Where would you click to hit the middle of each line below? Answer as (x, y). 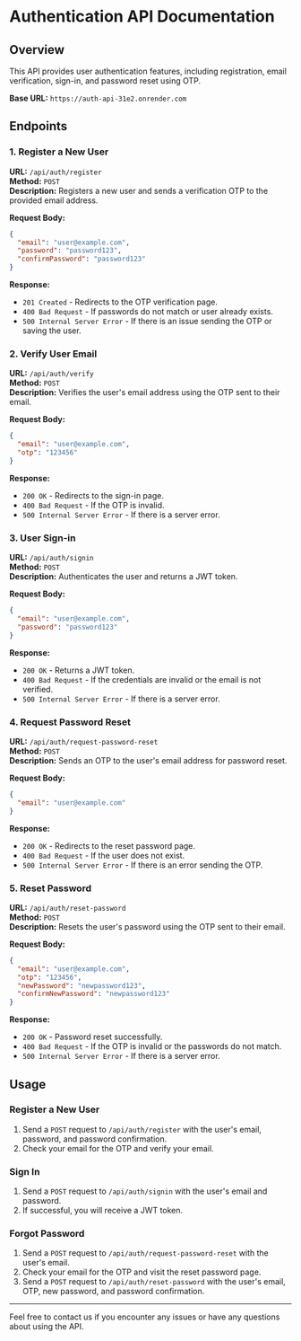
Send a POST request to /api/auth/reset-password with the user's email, (154, 1282)
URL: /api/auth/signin (52, 558)
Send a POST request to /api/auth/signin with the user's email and (145, 1191)
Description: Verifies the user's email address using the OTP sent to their (145, 393)
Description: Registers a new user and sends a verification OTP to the (139, 190)
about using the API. (47, 1327)
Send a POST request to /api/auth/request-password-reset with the (145, 1253)
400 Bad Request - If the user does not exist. (103, 855)
